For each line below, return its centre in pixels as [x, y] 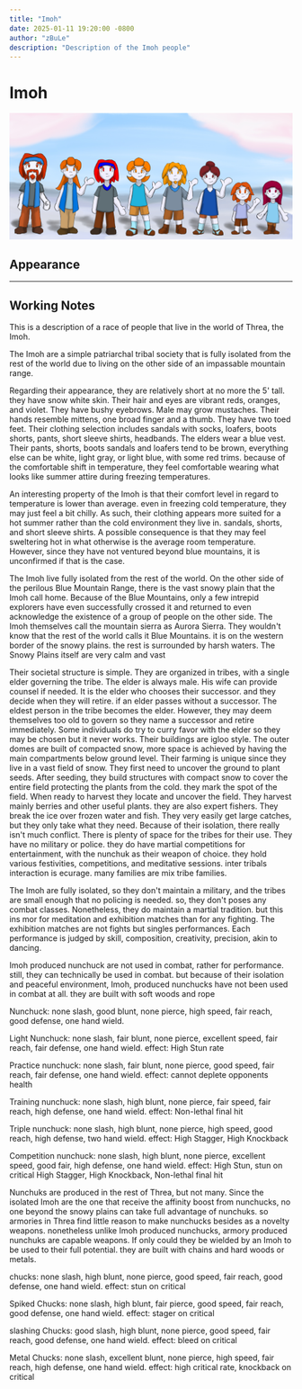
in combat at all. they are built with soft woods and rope [112, 994]
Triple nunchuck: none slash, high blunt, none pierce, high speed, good [141, 1129]
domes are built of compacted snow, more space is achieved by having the [148, 749]
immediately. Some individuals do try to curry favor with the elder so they [145, 730]
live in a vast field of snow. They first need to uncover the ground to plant [145, 768]
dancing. [26, 948]
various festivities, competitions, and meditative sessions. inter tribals [138, 864]
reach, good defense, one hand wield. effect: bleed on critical [124, 1340]
